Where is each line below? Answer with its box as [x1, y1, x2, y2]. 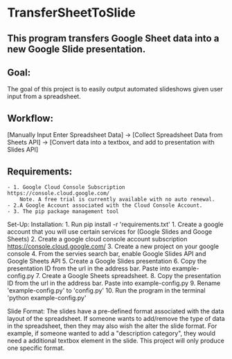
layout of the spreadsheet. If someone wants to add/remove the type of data [7, 315, 225, 323]
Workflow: [7, 112, 54, 124]
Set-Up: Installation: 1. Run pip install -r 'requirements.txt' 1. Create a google [7, 220, 224, 229]
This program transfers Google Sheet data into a [7, 33, 220, 44]
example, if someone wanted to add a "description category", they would [7, 329, 216, 338]
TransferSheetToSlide [7, 5, 136, 21]
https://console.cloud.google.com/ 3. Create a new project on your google [7, 242, 220, 250]
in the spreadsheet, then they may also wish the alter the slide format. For [7, 322, 217, 330]
